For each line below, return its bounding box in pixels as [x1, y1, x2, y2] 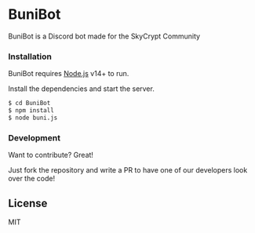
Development [8, 132, 61, 143]
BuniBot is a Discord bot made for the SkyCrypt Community [8, 31, 201, 41]
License [8, 196, 48, 209]
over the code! [8, 174, 56, 184]
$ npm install [8, 107, 55, 115]
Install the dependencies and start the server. [8, 84, 155, 93]
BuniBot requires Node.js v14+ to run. [8, 69, 129, 78]
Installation [8, 51, 53, 62]
